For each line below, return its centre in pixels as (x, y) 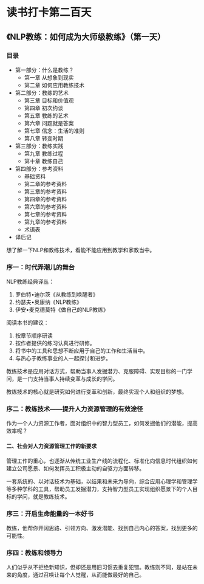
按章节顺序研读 (34, 335)
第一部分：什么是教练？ (44, 70)
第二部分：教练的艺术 (42, 92)
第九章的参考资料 (46, 222)
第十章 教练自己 (44, 161)
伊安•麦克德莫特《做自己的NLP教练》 (62, 310)
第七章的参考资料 (46, 214)
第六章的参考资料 (46, 207)
